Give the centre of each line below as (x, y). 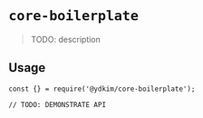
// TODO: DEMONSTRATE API (57, 104)
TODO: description (66, 39)
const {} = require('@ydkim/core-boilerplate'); (102, 89)
